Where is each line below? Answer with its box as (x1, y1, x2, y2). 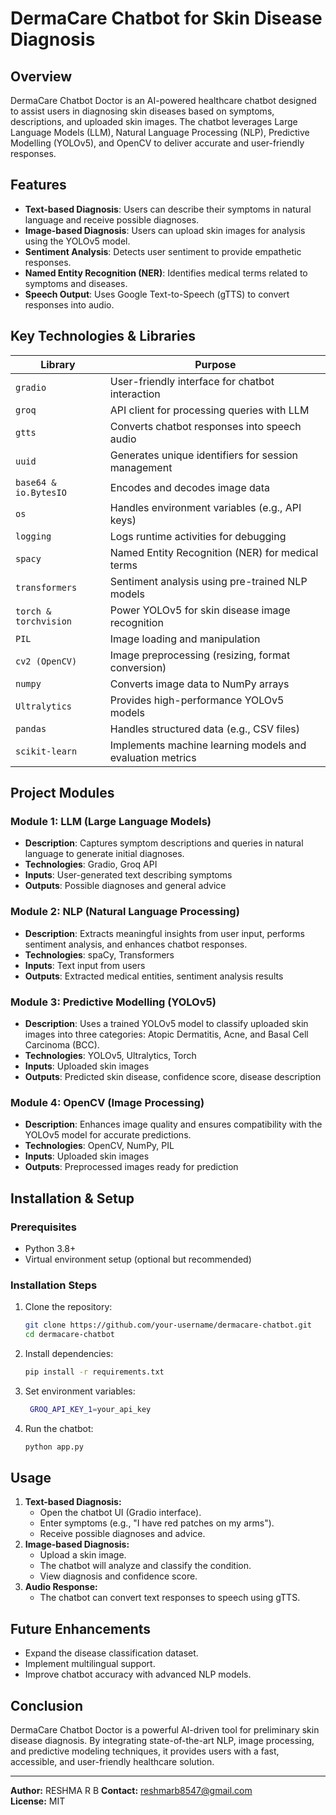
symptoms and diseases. (24, 277, 128, 289)
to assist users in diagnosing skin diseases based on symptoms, (10, 105, 275, 117)
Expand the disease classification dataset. (24, 1647, 199, 1659)
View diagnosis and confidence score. (39, 1570, 198, 1582)
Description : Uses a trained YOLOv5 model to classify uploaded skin (24, 1017, 309, 1029)
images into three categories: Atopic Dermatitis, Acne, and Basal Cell (24, 1028, 309, 1040)
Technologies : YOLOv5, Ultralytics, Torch (24, 1049, 197, 1061)
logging (15, 530, 52, 542)
